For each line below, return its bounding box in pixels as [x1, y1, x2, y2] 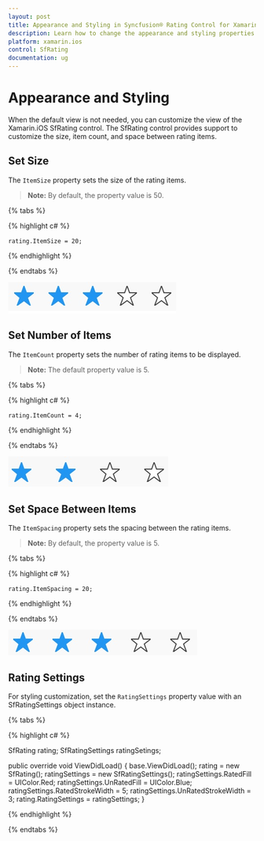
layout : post [8, 13, 51, 20]
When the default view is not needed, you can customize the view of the [8, 115, 242, 124]
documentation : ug [8, 54, 68, 62]
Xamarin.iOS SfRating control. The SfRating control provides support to [8, 123, 238, 133]
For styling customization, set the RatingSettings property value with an [8, 692, 242, 701]
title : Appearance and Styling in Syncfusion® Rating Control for [8, 20, 230, 29]
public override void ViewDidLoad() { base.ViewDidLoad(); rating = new [8, 761, 240, 770]
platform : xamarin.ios [8, 38, 82, 46]
